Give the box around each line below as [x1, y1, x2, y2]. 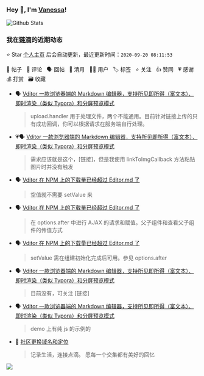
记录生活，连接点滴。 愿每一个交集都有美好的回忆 [30, 350, 155, 358]
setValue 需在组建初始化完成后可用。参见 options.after [30, 254, 167, 261]
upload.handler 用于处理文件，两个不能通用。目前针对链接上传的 [30, 112, 193, 119]
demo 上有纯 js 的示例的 [30, 325, 91, 332]
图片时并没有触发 [30, 163, 74, 170]
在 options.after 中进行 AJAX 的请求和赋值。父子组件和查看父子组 [30, 219, 195, 226]
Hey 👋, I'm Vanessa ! [6, 5, 67, 14]
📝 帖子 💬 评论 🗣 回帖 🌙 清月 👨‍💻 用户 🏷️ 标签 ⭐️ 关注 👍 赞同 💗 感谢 [6, 65, 194, 73]
